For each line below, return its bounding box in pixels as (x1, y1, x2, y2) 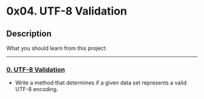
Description (6, 29, 52, 39)
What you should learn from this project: (6, 44, 107, 52)
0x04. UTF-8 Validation (6, 4, 127, 18)
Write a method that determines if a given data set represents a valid (15, 79, 187, 86)
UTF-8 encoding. (15, 86, 59, 93)
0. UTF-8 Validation (6, 65, 66, 73)
